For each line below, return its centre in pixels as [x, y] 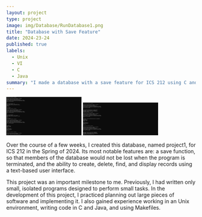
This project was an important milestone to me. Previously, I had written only [101, 182]
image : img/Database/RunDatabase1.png [55, 25]
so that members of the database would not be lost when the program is [96, 157]
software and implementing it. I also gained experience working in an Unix [98, 201]
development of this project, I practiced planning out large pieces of [90, 195]
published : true [26, 44]
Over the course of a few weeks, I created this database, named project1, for [101, 145]
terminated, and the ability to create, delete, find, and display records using [99, 164]
